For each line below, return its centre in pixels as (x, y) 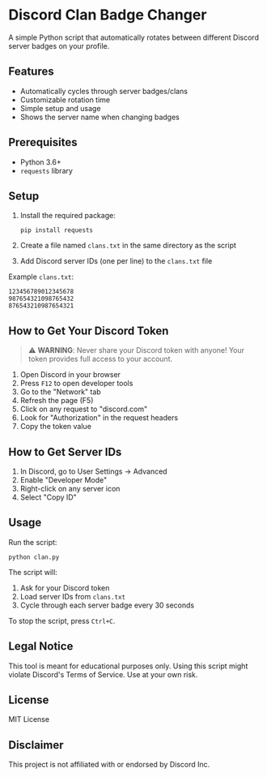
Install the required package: (68, 216)
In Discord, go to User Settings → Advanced (93, 471)
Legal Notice (41, 646)
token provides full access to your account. (100, 359)
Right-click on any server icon (70, 489)
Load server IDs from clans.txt (73, 596)
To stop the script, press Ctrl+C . (62, 620)
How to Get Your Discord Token (89, 331)
